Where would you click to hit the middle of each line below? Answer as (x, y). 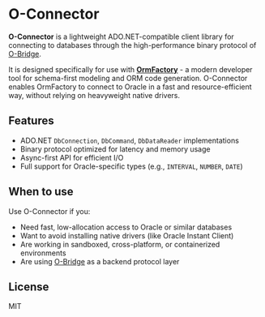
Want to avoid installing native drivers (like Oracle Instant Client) (127, 235)
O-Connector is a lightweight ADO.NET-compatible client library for (122, 36)
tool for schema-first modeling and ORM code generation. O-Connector (128, 78)
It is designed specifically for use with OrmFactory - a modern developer (130, 69)
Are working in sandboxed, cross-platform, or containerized (120, 244)
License (29, 287)
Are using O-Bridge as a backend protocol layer (100, 261)
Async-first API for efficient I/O (72, 157)
